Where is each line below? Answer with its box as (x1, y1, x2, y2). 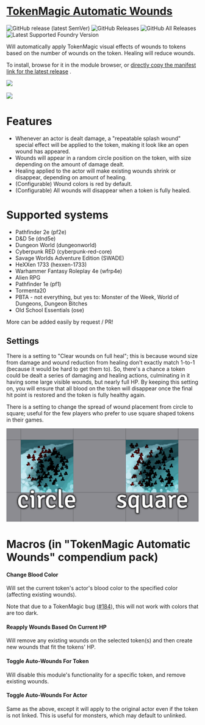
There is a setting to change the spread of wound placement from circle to (6, 403, 193, 411)
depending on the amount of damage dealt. (15, 160, 125, 168)
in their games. (6, 416, 44, 423)
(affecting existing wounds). (6, 591, 77, 598)
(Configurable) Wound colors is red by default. (15, 180, 132, 187)
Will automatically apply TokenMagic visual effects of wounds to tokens (6, 43, 186, 50)
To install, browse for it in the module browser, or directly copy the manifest (6, 61, 196, 69)
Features (6, 114, 52, 128)
